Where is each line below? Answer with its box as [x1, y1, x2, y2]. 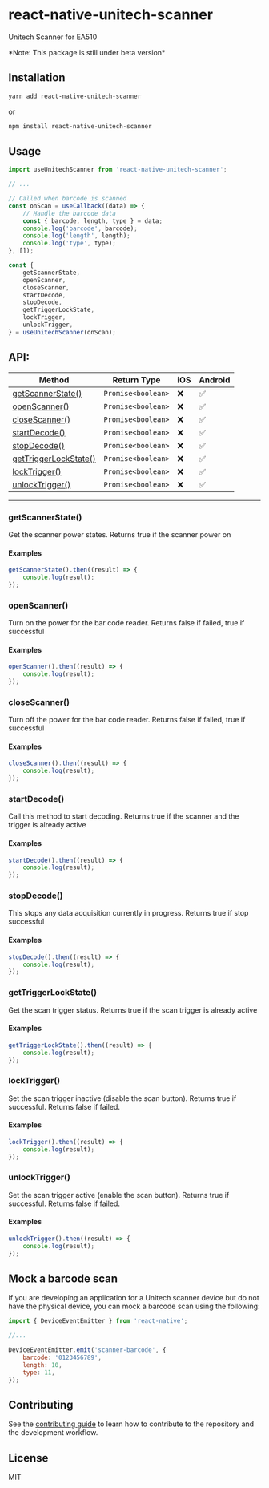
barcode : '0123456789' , [22, 1353, 102, 1362]
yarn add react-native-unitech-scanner [8, 92, 142, 100]
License [8, 1451, 49, 1465]
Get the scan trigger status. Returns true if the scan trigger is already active [8, 1005, 258, 1015]
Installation [8, 71, 66, 85]
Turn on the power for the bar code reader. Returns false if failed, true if [8, 618, 245, 628]
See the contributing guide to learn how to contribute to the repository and [8, 1419, 255, 1429]
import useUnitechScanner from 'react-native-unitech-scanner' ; [8, 166, 227, 174]
